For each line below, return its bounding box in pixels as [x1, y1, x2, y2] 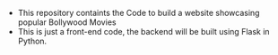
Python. [17, 35, 48, 46]
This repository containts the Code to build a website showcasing [17, 8, 260, 18]
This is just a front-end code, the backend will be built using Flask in [17, 27, 271, 36]
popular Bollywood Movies [17, 17, 117, 27]
